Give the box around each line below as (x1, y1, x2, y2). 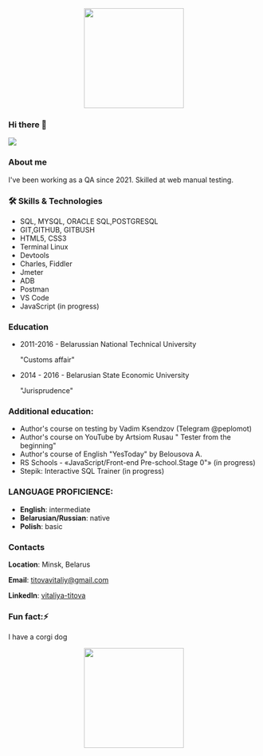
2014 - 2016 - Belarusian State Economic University (19, 371, 190, 380)
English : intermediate (19, 504, 91, 514)
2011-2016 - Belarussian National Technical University (19, 340, 197, 349)
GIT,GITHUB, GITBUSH (19, 225, 96, 234)
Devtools (19, 250, 49, 260)
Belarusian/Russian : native (19, 513, 110, 523)
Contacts (8, 541, 45, 552)
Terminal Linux (19, 241, 69, 251)
